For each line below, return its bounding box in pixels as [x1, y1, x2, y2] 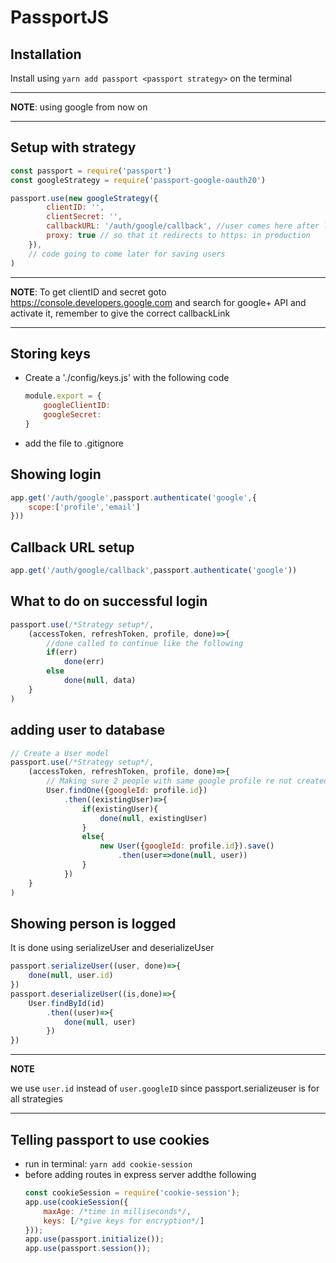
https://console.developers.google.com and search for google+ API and [10, 296, 307, 308]
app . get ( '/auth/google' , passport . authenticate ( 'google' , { [10, 492, 257, 503]
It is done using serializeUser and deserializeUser [10, 942, 215, 954]
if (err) [46, 647, 78, 658]
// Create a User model [10, 748, 110, 758]
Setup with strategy [10, 139, 137, 156]
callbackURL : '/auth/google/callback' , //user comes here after [46, 221, 320, 231]
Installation [10, 46, 82, 63]
